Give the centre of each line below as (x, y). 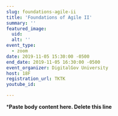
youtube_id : (21, 85)
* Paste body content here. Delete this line (59, 107)
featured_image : (26, 29)
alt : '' (21, 40)
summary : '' (21, 23)
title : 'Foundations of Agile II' (49, 17)
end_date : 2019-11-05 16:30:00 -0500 (53, 62)
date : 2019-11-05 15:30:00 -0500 (48, 56)
